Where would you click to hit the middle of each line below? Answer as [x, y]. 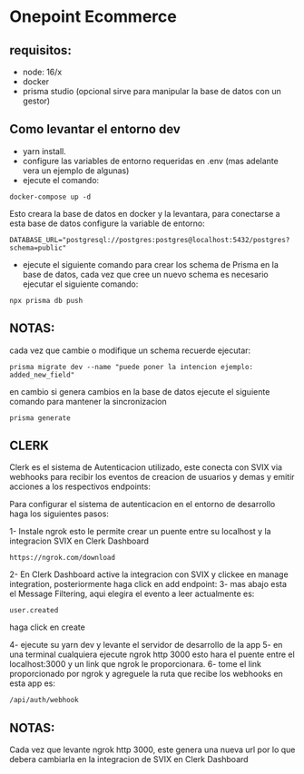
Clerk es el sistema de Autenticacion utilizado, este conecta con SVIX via [146, 467]
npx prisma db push [46, 300]
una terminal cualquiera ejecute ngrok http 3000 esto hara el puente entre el [152, 654]
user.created [34, 611]
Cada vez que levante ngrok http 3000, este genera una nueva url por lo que [152, 750]
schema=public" [38, 248]
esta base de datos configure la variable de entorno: [108, 223]
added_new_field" [42, 375]
